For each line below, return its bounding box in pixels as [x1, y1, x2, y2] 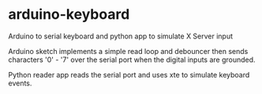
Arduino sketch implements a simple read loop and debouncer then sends [8, 46, 249, 56]
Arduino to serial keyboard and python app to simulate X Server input [8, 31, 234, 41]
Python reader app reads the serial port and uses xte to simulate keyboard [8, 70, 250, 79]
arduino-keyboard [8, 5, 130, 23]
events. [8, 78, 32, 88]
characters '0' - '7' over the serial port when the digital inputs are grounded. [8, 55, 256, 64]
